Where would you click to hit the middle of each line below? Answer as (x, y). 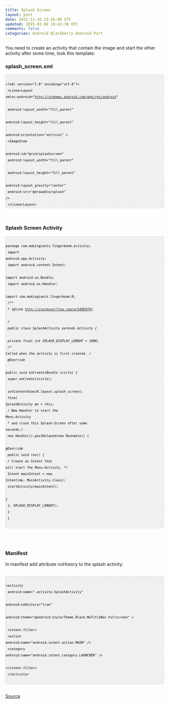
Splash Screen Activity (34, 228)
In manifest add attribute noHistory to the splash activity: (65, 564)
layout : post (19, 15)
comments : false (22, 29)
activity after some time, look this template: (50, 53)
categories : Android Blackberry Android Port (54, 33)
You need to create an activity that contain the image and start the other (80, 48)
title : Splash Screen (28, 10)
